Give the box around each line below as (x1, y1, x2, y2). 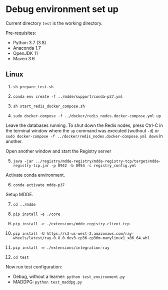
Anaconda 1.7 (12, 45, 41, 51)
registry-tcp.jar (12, 163, 49, 168)
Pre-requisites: (5, 30, 36, 36)
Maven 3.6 (12, 55, 35, 61)
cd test (12, 255, 29, 260)
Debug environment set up (5, 4, 119, 15)
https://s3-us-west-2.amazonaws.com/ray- (46, 231, 134, 236)
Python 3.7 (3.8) (12, 39, 46, 46)
